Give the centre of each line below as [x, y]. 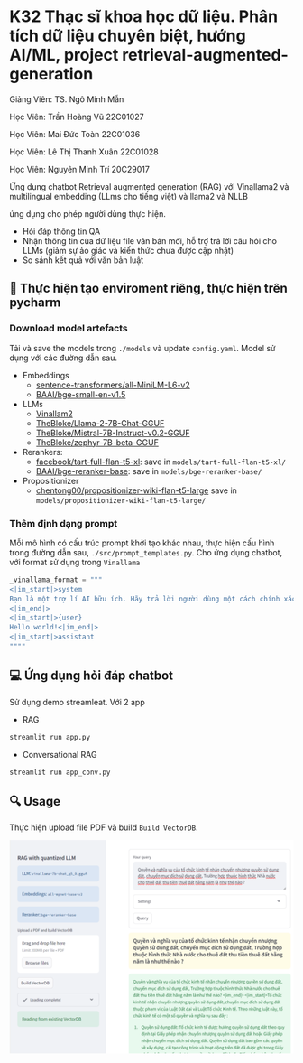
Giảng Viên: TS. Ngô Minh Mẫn [67, 99]
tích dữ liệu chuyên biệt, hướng [128, 36]
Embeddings [46, 375]
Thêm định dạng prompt [64, 523]
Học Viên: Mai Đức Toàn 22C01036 [75, 134]
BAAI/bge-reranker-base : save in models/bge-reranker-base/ [149, 471]
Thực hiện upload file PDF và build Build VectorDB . [104, 827]
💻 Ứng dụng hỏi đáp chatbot [92, 676]
